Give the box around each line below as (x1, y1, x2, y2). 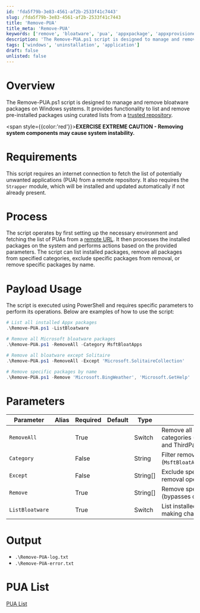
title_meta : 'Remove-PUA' (6, 25, 70, 32)
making (161, 510, 183, 518)
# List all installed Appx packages (6, 320, 97, 326)
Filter (161, 451, 176, 459)
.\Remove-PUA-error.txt (14, 560, 74, 567)
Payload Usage (6, 282, 82, 295)
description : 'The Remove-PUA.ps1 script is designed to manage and (6, 36, 180, 42)
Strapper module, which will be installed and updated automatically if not (6, 183, 185, 190)
